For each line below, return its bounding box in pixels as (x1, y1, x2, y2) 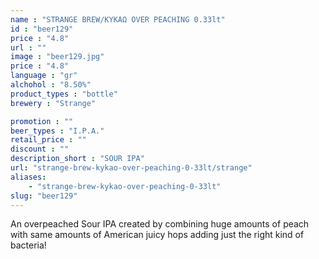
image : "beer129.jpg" (10, 52, 105, 62)
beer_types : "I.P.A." (10, 126, 105, 136)
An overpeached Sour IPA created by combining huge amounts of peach (10, 218, 310, 230)
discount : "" (10, 144, 70, 155)
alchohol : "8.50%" (10, 80, 92, 90)
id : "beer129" (10, 24, 74, 34)
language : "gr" (10, 71, 78, 81)
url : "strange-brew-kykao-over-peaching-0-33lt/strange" (10, 163, 253, 173)
